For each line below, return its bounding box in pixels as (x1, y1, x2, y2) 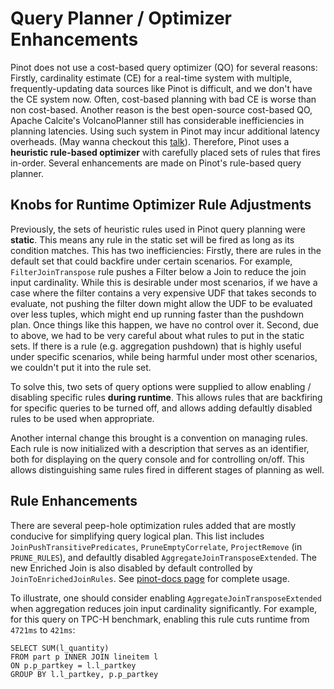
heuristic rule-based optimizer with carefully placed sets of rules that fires (10, 146, 321, 158)
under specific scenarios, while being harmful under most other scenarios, (10, 350, 318, 362)
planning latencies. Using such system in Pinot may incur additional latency (10, 125, 320, 137)
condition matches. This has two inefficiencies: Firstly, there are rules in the (10, 244, 322, 256)
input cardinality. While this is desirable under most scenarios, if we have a (10, 276, 318, 288)
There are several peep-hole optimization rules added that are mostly (10, 519, 297, 531)
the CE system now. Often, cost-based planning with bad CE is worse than (10, 93, 317, 105)
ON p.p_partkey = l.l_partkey (10, 660, 137, 671)
